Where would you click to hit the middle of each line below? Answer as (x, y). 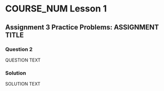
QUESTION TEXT (23, 60)
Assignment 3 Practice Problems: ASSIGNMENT (82, 27)
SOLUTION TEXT (23, 84)
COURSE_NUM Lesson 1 (56, 9)
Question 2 (19, 49)
